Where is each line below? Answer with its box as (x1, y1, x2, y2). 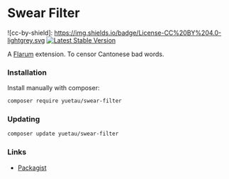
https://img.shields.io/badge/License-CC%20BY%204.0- (54, 28, 222, 37)
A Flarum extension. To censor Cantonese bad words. (7, 50, 164, 58)
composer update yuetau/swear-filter (7, 130, 119, 138)
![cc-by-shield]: (7, 28, 53, 37)
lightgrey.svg (7, 36, 45, 44)
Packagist (17, 163, 48, 172)
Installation (7, 67, 48, 77)
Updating (7, 114, 40, 124)
